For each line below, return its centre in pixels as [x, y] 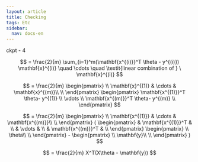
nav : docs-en [28, 34]
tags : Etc [18, 22]
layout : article [26, 12]
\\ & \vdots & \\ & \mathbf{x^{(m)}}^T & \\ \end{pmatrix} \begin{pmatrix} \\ [100, 129]
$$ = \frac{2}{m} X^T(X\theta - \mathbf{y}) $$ [100, 153]
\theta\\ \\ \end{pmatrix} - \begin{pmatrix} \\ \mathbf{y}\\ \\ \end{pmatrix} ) [100, 135]
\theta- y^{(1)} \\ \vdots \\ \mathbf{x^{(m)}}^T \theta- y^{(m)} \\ [100, 99]
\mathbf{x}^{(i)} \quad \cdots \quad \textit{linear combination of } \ [100, 68]
